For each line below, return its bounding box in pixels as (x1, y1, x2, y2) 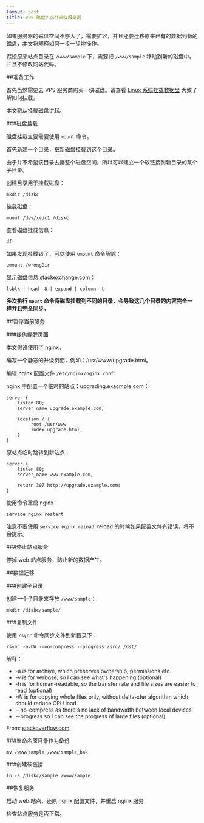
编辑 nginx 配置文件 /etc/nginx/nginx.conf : (6, 369, 115, 376)
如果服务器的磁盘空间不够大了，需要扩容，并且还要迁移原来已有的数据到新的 (6, 32, 198, 40)
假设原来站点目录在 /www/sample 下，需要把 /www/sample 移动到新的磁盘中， (6, 52, 195, 60)
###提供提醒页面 (6, 330, 49, 338)
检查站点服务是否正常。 (6, 810, 65, 817)
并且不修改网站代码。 (6, 60, 59, 68)
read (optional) (15, 687, 53, 694)
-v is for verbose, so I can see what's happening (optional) (15, 674, 162, 681)
